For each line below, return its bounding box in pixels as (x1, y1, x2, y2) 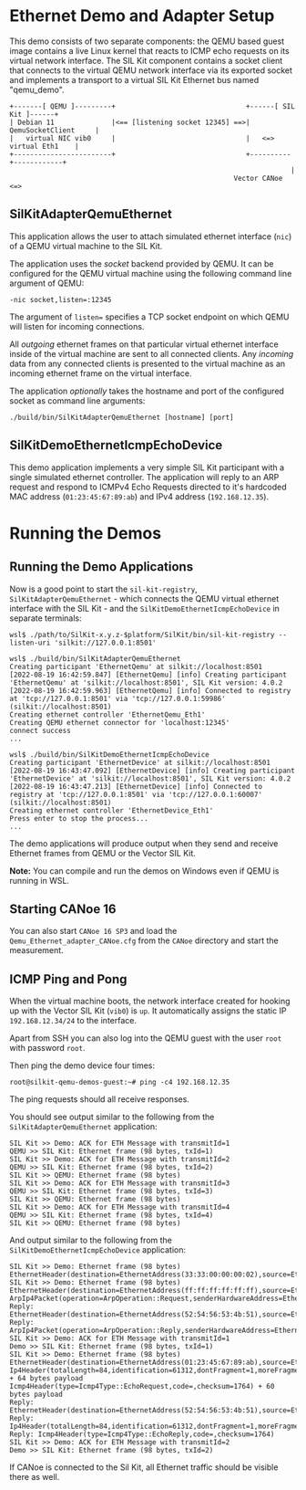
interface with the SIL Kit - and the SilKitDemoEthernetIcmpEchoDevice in (9, 603, 280, 614)
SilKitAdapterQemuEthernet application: (9, 1121, 158, 1132)
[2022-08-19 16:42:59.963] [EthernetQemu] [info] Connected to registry (9, 686, 291, 695)
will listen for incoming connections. (9, 320, 145, 331)
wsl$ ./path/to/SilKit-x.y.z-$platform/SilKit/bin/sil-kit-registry (9, 630, 275, 639)
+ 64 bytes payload (9, 1374, 84, 1383)
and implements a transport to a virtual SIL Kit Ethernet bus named (9, 74, 260, 85)
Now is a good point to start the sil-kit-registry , (9, 583, 198, 594)
